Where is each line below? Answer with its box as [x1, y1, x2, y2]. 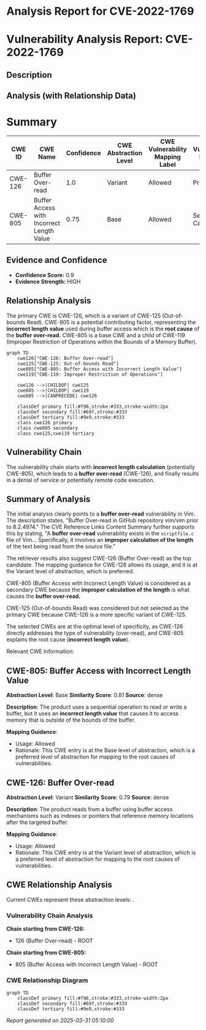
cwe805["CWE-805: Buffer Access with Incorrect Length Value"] [17, 366, 183, 372]
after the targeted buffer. [6, 818, 69, 826]
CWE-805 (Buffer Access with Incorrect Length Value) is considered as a [6, 579, 191, 587]
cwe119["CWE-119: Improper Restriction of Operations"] [17, 371, 164, 378]
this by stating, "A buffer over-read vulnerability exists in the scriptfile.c [6, 530, 194, 537]
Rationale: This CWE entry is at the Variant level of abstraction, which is [15, 849, 196, 856]
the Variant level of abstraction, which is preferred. [6, 568, 135, 575]
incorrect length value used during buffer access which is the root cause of [6, 325, 200, 332]
